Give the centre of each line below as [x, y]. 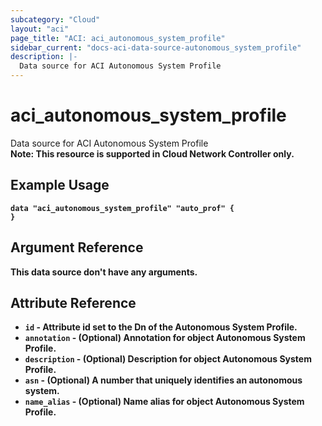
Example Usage [60, 185]
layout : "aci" [40, 29]
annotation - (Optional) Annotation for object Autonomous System [165, 338]
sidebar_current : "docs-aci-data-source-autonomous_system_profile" [156, 47]
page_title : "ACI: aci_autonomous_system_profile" [118, 38]
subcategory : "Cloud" [55, 19]
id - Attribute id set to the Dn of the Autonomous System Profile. [161, 327]
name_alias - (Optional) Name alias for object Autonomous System [164, 402]
